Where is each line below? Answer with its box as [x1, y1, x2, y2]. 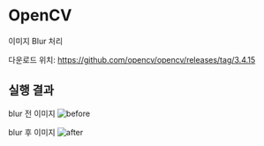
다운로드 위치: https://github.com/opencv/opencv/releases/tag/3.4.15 [8, 54, 256, 65]
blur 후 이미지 [8, 127, 56, 137]
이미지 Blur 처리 [8, 35, 64, 46]
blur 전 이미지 [8, 108, 56, 119]
